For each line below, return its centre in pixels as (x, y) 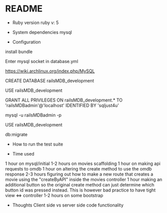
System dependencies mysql (42, 32)
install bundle (19, 51)
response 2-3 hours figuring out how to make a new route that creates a (79, 174)
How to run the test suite (38, 144)
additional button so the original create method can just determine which (80, 184)
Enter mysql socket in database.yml (42, 61)
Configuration (26, 42)
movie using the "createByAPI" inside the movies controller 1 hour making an (84, 179)
